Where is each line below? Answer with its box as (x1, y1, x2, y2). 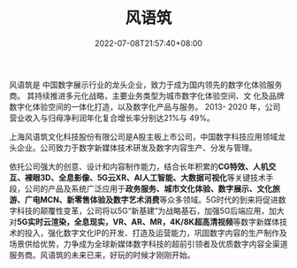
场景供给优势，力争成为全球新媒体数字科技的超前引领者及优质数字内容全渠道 (9, 238, 288, 249)
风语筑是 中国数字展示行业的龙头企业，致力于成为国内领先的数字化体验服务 (9, 79, 283, 89)
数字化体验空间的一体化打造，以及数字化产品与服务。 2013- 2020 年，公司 (9, 101, 281, 111)
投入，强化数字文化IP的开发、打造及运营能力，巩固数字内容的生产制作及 (24, 227, 287, 238)
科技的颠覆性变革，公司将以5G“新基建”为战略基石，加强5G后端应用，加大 (16, 205, 285, 216)
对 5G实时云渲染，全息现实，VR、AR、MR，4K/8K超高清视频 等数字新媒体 (9, 216, 280, 226)
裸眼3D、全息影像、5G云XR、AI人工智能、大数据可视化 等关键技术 (24, 172, 267, 182)
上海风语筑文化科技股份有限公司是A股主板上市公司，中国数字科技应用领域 (9, 131, 278, 142)
